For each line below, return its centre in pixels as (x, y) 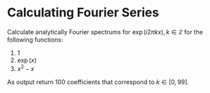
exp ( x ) (27, 60)
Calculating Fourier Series (83, 13)
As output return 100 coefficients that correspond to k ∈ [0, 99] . (98, 82)
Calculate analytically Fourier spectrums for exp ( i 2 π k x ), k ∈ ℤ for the (105, 31)
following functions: (35, 40)
